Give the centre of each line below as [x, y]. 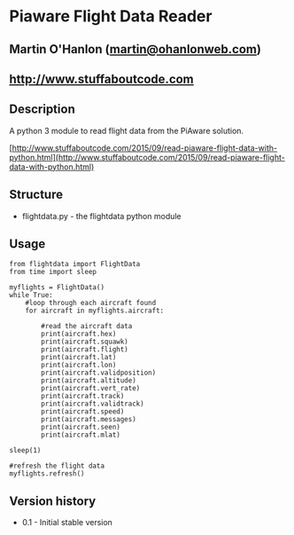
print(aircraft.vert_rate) [91, 389]
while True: [31, 295]
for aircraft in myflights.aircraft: [95, 311]
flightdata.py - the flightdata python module [101, 216]
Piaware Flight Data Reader [111, 16]
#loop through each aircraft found [91, 303]
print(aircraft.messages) [89, 420]
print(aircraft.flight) [85, 350]
